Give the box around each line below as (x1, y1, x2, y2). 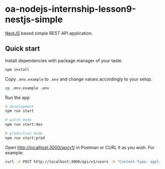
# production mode (5, 131, 43, 136)
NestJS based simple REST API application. (5, 30, 93, 36)
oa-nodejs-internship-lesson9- (5, 3, 136, 15)
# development (5, 104, 34, 109)
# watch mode (5, 117, 32, 123)
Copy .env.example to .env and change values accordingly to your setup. (5, 76, 153, 82)
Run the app (5, 95, 30, 101)
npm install (5, 67, 29, 72)
